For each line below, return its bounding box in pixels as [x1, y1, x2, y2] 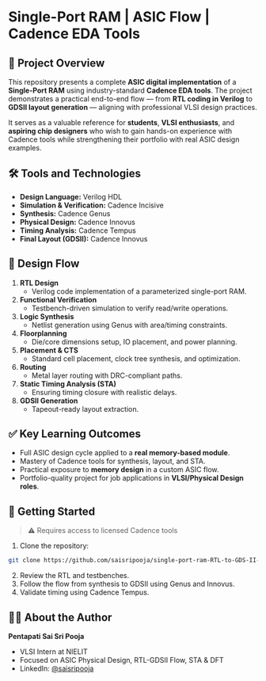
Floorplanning [19, 329, 67, 338]
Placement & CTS [19, 345, 79, 355]
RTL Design [19, 278, 59, 287]
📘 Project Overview [8, 56, 105, 70]
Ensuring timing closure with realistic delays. [31, 387, 177, 397]
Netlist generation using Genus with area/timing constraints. [31, 320, 228, 329]
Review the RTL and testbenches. [19, 571, 129, 580]
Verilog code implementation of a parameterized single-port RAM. [31, 286, 247, 296]
